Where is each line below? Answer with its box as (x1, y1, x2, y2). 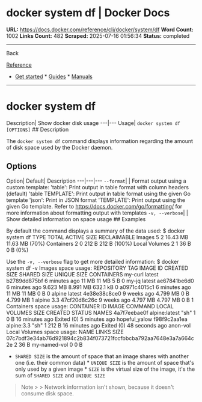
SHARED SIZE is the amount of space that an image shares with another (14, 352, 189, 360)
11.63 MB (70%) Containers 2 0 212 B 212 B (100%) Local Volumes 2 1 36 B (6, 240, 191, 247)
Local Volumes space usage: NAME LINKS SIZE (6, 328, 124, 335)
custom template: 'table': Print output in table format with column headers (6, 183, 189, 190)
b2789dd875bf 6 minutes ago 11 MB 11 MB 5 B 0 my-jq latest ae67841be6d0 (6, 277, 194, 284)
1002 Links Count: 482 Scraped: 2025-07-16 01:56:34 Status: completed (6, 32, 190, 39)
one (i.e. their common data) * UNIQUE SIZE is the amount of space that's (14, 359, 194, 366)
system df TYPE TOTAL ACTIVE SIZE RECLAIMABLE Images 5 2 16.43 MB (6, 233, 189, 240)
